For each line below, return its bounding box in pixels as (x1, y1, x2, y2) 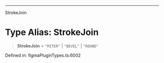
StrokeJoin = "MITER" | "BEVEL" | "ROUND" (17, 42, 99, 49)
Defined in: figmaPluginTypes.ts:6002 (5, 52, 81, 58)
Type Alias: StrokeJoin (5, 27, 99, 38)
